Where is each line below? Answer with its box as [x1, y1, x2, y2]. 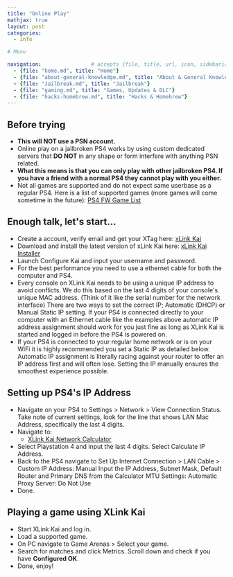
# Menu [7, 48, 26, 55]
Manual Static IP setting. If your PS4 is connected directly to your [17, 308, 204, 316]
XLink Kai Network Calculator [27, 434, 112, 443]
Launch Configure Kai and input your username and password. [17, 256, 197, 265]
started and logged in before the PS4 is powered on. [17, 330, 168, 338]
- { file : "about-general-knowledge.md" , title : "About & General [13, 73, 207, 80]
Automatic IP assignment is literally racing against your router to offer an [17, 352, 224, 360]
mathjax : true [7, 17, 49, 24]
